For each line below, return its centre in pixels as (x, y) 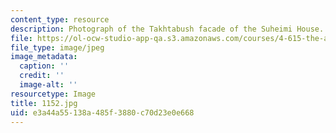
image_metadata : (44, 57)
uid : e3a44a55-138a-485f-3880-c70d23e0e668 (102, 112)
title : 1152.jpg (44, 103)
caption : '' (44, 66)
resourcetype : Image (53, 94)
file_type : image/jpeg (57, 47)
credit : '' (42, 76)
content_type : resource (60, 19)
